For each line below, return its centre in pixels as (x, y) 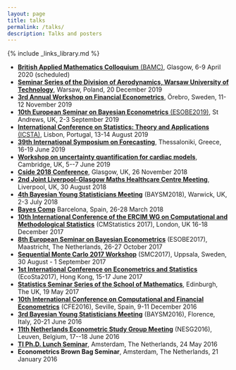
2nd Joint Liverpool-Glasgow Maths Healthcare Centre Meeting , (113, 180)
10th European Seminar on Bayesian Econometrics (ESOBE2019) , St (118, 112)
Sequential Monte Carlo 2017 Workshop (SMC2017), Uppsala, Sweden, (122, 254)
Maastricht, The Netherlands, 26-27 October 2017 (90, 247)
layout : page (26, 14)
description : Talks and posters (55, 33)
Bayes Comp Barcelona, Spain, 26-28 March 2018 (91, 209)
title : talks (26, 20)
